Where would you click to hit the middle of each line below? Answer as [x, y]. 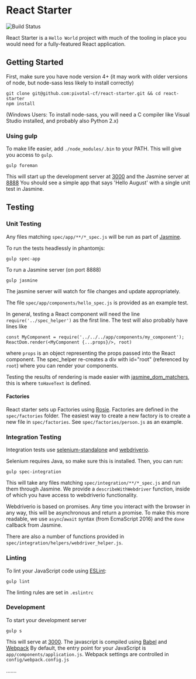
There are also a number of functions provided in [65, 537]
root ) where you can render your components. [62, 365]
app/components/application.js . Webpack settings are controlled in [87, 654]
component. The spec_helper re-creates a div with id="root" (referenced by [97, 359]
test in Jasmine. [25, 189]
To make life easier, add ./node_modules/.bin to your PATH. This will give [94, 149]
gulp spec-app [23, 259]
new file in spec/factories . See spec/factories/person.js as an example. [94, 421]
